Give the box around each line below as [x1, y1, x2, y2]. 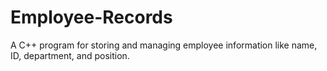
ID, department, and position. [10, 49, 130, 61]
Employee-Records [10, 6, 173, 29]
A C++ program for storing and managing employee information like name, [10, 39, 318, 51]
